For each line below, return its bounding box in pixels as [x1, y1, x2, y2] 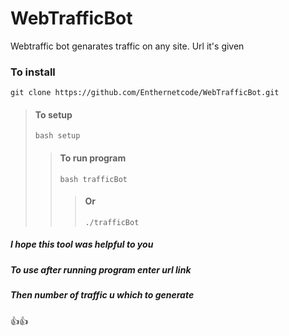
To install [10, 65, 56, 79]
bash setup [34, 131, 81, 141]
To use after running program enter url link [10, 263, 192, 276]
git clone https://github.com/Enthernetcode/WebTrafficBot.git [10, 88, 280, 98]
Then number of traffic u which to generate [10, 289, 195, 301]
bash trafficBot [59, 174, 128, 184]
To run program [59, 152, 127, 164]
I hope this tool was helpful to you [10, 238, 154, 251]
